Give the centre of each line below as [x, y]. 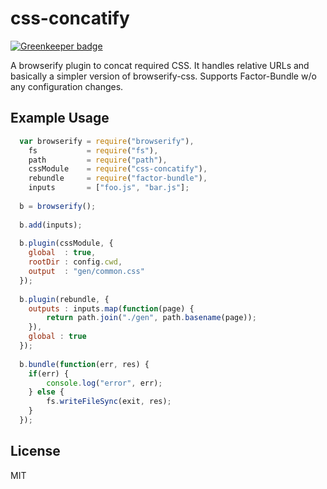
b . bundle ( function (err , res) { [84, 364]
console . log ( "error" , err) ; [104, 383]
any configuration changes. [67, 86]
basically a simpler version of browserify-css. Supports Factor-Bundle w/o [163, 76]
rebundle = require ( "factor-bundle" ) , [118, 178]
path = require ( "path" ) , [98, 160]
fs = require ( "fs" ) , [93, 150]
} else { [46, 392]
